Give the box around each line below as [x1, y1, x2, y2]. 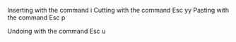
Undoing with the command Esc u [7, 27, 106, 35]
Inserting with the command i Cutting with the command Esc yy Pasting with [7, 6, 230, 14]
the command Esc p [7, 13, 66, 22]
